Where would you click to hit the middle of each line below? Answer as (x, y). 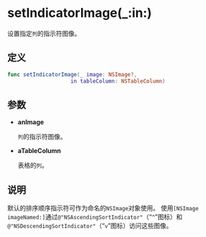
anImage (31, 122)
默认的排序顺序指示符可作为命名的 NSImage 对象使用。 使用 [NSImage (103, 208)
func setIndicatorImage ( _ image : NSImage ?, (72, 74)
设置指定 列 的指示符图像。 (44, 33)
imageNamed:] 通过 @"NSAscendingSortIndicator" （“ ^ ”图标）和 (95, 217)
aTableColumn (39, 151)
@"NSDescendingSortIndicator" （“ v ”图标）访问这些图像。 (90, 226)
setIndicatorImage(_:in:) (80, 13)
